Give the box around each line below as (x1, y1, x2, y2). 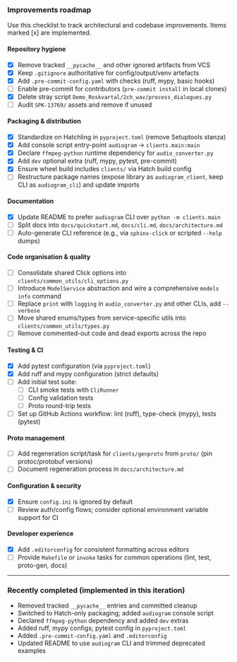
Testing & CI (7, 345, 44, 354)
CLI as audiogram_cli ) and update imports (17, 180, 140, 189)
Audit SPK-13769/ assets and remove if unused (17, 100, 152, 109)
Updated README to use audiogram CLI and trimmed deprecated (17, 639, 206, 648)
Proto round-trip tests (28, 401, 92, 410)
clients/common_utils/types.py (17, 323, 110, 330)
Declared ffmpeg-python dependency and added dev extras (17, 617, 189, 625)
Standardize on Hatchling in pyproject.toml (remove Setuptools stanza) (17, 133, 226, 141)
